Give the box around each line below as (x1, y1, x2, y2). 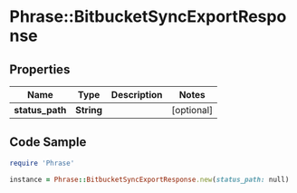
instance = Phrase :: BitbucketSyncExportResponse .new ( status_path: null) (9, 175, 290, 184)
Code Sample (9, 134, 87, 150)
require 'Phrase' (9, 159, 75, 168)
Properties (9, 62, 71, 77)
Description (110, 89, 163, 101)
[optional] (171, 104, 214, 116)
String (75, 104, 102, 116)
